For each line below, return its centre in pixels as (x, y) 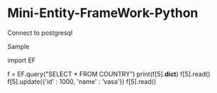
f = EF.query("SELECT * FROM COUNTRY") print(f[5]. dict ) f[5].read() (109, 74)
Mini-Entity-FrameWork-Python (103, 13)
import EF (22, 60)
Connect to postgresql (40, 33)
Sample (18, 46)
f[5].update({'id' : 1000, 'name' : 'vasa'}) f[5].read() (82, 81)
